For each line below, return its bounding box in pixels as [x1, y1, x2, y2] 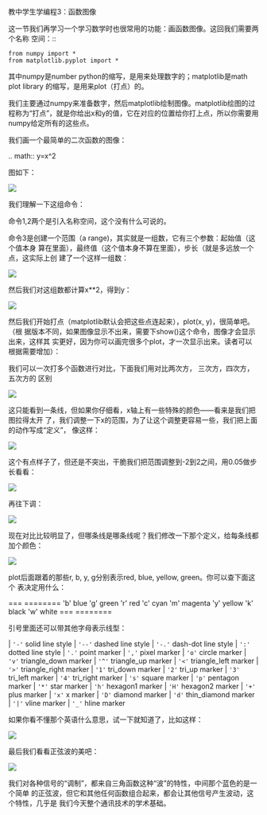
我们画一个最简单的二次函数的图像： [8, 135, 127, 145]
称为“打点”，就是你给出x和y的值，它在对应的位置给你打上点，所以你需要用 [14, 108, 259, 118]
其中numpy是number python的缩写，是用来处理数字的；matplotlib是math [8, 72, 248, 81]
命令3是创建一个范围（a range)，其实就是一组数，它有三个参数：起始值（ [8, 233, 249, 243]
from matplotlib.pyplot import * [8, 57, 119, 64]
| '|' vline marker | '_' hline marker [8, 699, 126, 708]
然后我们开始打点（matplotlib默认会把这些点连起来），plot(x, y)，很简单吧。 [8, 317, 254, 326]
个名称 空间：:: [8, 34, 57, 43]
